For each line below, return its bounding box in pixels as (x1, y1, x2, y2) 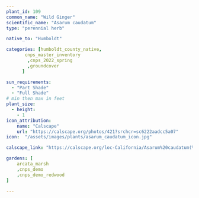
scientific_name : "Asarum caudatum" (6, 20, 97, 25)
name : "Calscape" (17, 123, 60, 129)
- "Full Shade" (11, 90, 49, 96)
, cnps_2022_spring (27, 57, 73, 63)
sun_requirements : (6, 79, 52, 85)
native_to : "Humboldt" (6, 36, 62, 42)
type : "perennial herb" (6, 25, 65, 31)
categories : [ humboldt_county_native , (6, 47, 102, 53)
